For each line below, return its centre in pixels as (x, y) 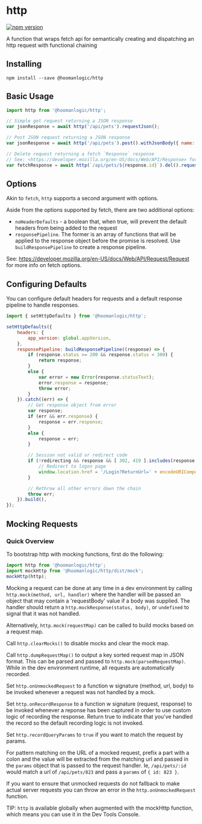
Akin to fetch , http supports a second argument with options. (82, 198)
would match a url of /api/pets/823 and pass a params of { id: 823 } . (93, 772)
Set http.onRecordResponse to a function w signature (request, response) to (99, 704)
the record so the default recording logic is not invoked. (75, 723)
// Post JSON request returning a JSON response (68, 138)
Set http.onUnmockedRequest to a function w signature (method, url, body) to (100, 686)
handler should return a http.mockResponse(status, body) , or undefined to (98, 607)
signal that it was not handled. (43, 613)
